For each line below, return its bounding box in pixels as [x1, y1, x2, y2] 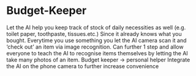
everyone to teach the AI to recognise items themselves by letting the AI [6, 49, 188, 57]
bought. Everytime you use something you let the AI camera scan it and [6, 36, 187, 44]
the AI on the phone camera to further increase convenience [6, 62, 159, 70]
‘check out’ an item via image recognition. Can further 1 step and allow [6, 43, 184, 50]
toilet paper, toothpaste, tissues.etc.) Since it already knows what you [6, 30, 182, 37]
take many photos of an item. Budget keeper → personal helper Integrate [6, 56, 190, 63]
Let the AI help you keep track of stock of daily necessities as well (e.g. [6, 24, 186, 31]
